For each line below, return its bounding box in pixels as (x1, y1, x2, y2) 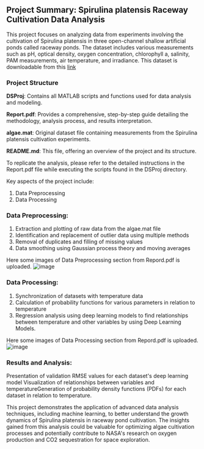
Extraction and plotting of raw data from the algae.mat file (15, 225, 161, 232)
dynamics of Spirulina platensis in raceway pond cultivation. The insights (6, 417, 190, 424)
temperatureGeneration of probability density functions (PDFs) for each (6, 385, 186, 392)
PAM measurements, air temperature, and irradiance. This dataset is (6, 56, 178, 64)
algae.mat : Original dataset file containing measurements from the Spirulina (6, 129, 197, 136)
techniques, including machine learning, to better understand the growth (6, 410, 189, 417)
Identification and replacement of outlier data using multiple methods (15, 232, 189, 239)
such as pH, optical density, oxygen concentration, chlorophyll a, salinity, (6, 50, 191, 58)
